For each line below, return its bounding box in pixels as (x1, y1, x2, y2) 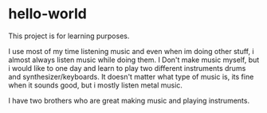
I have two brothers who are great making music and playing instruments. (8, 95, 249, 105)
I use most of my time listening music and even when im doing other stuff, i (8, 46, 254, 56)
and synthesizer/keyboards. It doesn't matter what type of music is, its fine (8, 72, 254, 81)
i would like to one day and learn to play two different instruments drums (8, 63, 246, 72)
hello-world (8, 5, 88, 23)
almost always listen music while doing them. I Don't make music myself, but (8, 55, 260, 64)
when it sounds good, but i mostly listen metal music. (8, 80, 183, 90)
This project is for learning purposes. (8, 31, 130, 41)
